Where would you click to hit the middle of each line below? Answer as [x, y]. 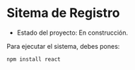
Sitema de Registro [63, 13]
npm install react [34, 59]
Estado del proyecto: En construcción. [72, 33]
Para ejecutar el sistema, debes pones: [63, 46]
